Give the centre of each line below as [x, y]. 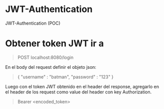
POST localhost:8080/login [45, 57]
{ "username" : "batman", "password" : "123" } [65, 77]
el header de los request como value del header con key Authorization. [78, 92]
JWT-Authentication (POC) [33, 23]
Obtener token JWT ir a [55, 43]
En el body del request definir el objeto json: [51, 67]
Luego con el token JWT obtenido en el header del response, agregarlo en [82, 86]
